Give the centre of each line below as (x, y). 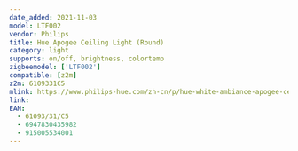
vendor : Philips (39, 34)
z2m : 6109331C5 (37, 83)
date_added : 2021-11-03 (53, 17)
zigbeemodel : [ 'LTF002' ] (55, 68)
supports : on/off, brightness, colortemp (87, 59)
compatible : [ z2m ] (43, 75)
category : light (39, 51)
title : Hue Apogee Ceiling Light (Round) (87, 42)
